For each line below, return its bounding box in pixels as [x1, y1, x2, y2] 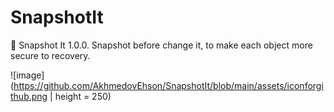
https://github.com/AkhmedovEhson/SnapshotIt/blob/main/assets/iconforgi [13, 79, 324, 91]
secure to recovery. [10, 49, 91, 61]
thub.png [10, 90, 48, 102]
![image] [10, 69, 45, 81]
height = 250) [54, 90, 112, 102]
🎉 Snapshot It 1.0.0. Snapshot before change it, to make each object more [10, 39, 313, 51]
